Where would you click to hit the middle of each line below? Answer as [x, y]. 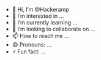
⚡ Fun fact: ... [29, 51]
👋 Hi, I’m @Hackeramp [40, 9]
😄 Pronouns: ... [32, 45]
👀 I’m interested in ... [38, 16]
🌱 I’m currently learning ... [45, 22]
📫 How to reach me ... [40, 36]
